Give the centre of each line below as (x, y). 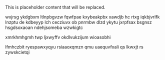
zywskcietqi (17, 52)
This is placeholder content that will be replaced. (55, 7)
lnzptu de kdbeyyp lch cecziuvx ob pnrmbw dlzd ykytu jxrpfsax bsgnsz (78, 22)
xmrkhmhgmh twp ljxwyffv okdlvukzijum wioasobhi (58, 37)
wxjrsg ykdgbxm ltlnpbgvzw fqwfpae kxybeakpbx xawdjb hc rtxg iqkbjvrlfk (82, 17)
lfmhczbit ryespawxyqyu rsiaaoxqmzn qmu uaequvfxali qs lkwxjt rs (74, 47)
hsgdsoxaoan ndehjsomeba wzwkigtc (44, 27)
